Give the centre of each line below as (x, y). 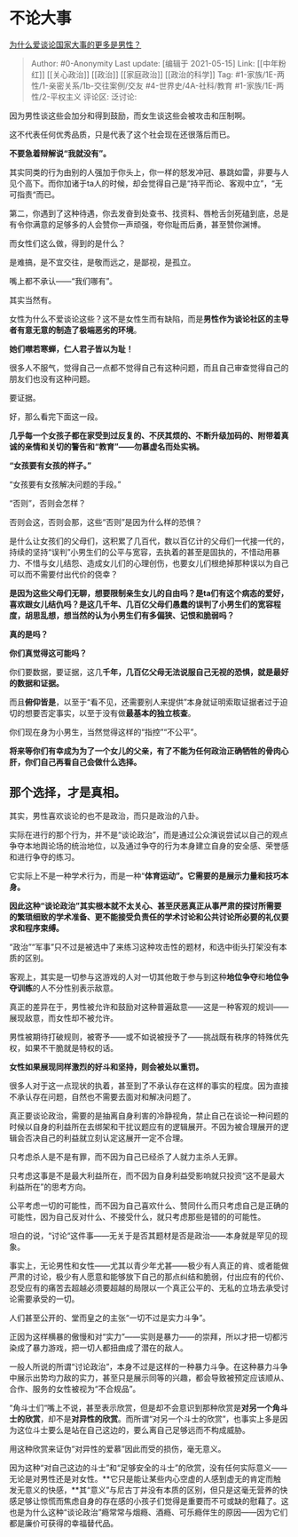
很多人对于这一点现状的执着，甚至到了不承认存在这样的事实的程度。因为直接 (149, 1086)
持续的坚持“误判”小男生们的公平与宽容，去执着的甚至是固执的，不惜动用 (141, 552)
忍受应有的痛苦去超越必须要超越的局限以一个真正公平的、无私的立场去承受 (145, 1287)
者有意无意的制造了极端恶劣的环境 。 (75, 330)
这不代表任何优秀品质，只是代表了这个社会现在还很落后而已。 (122, 134)
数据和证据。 (40, 683)
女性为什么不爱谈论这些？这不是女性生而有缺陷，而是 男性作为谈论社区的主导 (149, 319)
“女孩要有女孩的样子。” (51, 465)
